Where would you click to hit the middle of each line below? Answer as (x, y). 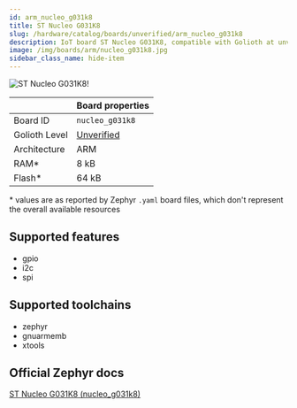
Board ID (32, 120)
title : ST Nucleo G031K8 (55, 26)
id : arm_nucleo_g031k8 (51, 17)
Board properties (113, 105)
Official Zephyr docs (67, 373)
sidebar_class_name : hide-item (67, 58)
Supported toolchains (70, 305)
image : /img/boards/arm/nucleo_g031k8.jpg (88, 50)
